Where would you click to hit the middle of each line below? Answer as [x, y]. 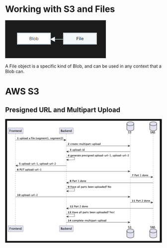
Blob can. [15, 71]
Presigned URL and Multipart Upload [63, 110]
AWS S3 [22, 92]
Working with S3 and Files [60, 9]
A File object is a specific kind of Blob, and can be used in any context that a [83, 66]
